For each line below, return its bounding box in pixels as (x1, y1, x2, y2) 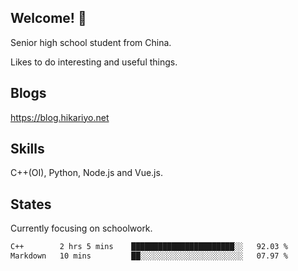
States (10, 196, 52, 213)
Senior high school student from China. (10, 36, 172, 48)
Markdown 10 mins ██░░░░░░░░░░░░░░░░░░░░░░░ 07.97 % (10, 251, 288, 261)
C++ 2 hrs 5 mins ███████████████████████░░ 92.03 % (10, 242, 288, 252)
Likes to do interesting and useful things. (10, 56, 178, 68)
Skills (10, 141, 45, 158)
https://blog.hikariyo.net (10, 111, 110, 123)
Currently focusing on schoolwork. (10, 222, 153, 235)
